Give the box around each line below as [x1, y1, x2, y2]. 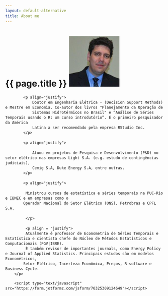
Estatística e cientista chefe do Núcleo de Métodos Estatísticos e [5, 236, 152, 242]
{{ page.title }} [5, 78, 67, 89]
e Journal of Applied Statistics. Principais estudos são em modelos [5, 251, 154, 257]
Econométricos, [5, 256, 37, 262]
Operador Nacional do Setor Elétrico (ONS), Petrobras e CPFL [23, 201, 156, 206]
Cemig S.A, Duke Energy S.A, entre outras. [32, 165, 125, 171]
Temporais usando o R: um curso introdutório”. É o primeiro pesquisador [5, 115, 163, 121]
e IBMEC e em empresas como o [5, 196, 69, 201]
